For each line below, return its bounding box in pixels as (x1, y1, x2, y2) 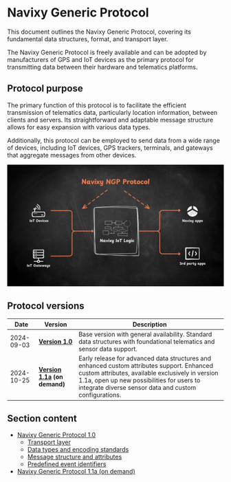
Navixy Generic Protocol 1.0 (16, 431, 96, 439)
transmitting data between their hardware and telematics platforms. (7, 63, 198, 71)
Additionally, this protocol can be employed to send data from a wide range (7, 136, 220, 144)
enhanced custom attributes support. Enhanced (78, 362, 214, 370)
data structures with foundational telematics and (78, 337, 215, 345)
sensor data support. (78, 344, 137, 353)
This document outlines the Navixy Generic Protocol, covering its (7, 28, 191, 36)
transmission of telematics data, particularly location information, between (7, 108, 218, 116)
